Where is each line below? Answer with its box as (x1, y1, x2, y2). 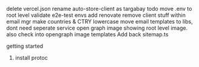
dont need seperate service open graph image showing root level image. (6, 24, 188, 31)
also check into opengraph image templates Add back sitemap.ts (6, 31, 169, 38)
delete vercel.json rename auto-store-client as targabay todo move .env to (6, 5, 192, 12)
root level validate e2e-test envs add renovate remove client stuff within (6, 11, 186, 19)
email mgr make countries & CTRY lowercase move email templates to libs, (6, 18, 193, 25)
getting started (6, 42, 44, 49)
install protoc (15, 54, 48, 61)
